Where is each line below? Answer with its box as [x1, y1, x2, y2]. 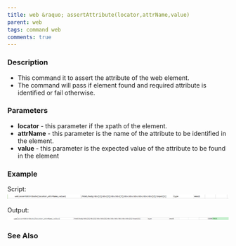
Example [7, 169, 38, 179]
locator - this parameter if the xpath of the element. [17, 121, 167, 130]
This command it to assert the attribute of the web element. [17, 74, 190, 82]
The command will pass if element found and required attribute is [17, 81, 207, 89]
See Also [7, 231, 39, 241]
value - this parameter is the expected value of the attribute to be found [17, 144, 226, 152]
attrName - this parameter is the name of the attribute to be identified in [17, 129, 227, 137]
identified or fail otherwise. [17, 88, 96, 97]
